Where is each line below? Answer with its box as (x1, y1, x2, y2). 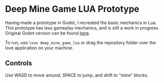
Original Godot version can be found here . (5, 30, 90, 36)
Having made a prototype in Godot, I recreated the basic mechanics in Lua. (5, 20, 157, 26)
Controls (5, 59, 32, 67)
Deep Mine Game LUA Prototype (5, 3, 139, 15)
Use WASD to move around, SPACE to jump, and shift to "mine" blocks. (5, 72, 149, 78)
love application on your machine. (5, 45, 74, 51)
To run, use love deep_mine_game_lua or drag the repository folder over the (5, 39, 156, 45)
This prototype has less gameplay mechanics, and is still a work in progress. (5, 25, 160, 30)
